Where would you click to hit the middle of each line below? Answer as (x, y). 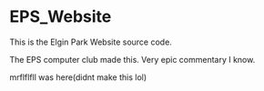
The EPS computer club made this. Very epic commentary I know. (132, 59)
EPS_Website (61, 17)
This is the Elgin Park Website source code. (91, 42)
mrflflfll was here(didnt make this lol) (78, 77)
